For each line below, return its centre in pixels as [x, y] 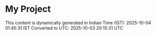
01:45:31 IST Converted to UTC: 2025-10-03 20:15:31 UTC [64, 28]
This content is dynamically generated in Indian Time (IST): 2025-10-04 [78, 23]
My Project [28, 9]
